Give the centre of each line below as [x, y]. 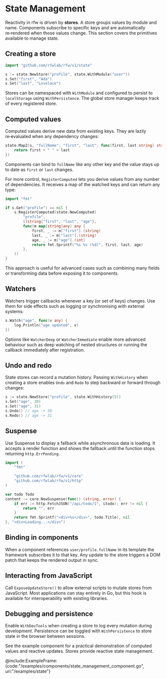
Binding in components [42, 538]
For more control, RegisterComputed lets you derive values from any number [83, 179]
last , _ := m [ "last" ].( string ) [64, 235]
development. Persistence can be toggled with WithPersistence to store [79, 631]
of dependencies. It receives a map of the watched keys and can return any [83, 184]
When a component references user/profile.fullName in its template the [80, 549]
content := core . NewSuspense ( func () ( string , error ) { [63, 499]
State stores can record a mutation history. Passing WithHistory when [77, 377]
